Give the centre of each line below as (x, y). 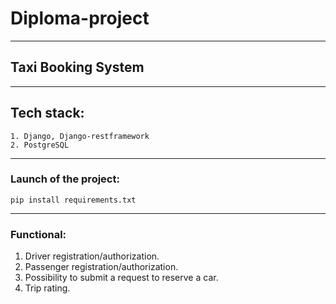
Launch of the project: (65, 179)
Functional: (38, 234)
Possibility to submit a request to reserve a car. (121, 278)
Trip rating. (47, 288)
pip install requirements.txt (73, 200)
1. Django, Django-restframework (80, 136)
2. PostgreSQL (40, 145)
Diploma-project (80, 18)
